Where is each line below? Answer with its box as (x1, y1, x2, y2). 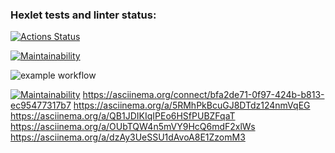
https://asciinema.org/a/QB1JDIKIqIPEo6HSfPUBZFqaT (10, 110, 236, 122)
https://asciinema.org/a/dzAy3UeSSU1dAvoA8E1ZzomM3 (10, 131, 246, 143)
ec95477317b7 (10, 99, 72, 112)
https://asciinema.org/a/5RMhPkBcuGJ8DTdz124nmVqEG (73, 99, 311, 112)
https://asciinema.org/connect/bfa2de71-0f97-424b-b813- (82, 89, 325, 101)
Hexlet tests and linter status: (10, 8, 157, 22)
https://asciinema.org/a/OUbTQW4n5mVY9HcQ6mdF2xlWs (10, 121, 256, 133)
